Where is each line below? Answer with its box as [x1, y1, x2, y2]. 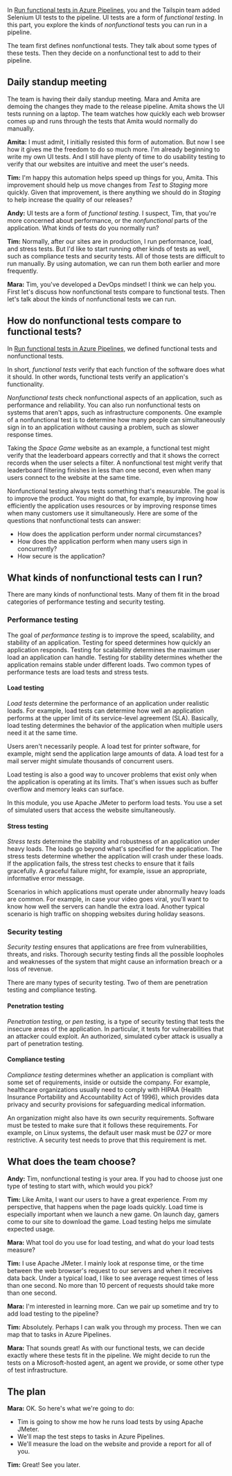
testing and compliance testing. [7, 986, 97, 994]
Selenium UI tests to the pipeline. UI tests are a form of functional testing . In [7, 13, 224, 22]
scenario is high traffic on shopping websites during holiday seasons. [7, 910, 206, 918]
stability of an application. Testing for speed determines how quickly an [7, 638, 211, 647]
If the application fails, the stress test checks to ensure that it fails [7, 859, 195, 868]
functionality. [7, 380, 45, 388]
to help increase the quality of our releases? [7, 195, 133, 204]
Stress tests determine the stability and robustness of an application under [7, 837, 220, 846]
